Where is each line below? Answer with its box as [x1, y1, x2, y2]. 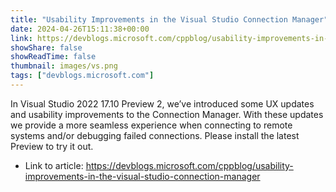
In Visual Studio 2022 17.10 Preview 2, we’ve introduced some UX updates [10, 97, 315, 110]
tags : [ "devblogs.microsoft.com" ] [10, 71, 155, 81]
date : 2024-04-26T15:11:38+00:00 [10, 24, 150, 34]
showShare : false [10, 42, 83, 53]
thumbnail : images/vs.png [10, 61, 118, 71]
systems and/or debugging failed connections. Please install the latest [10, 129, 300, 141]
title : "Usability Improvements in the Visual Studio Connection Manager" [10, 14, 329, 25]
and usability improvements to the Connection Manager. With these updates [10, 108, 324, 120]
